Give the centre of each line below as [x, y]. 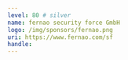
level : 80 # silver [39, 15]
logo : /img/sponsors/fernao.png [60, 30]
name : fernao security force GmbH [64, 23]
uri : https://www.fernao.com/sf [60, 37]
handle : [20, 44]
